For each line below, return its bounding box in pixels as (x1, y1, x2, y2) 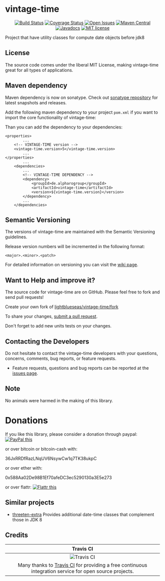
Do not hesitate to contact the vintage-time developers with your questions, (5, 351, 158, 356)
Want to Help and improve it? (5, 276, 95, 284)
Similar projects (5, 498, 55, 507)
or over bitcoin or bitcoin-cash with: (5, 446, 78, 452)
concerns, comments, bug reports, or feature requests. (5, 355, 116, 361)
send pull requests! (5, 294, 44, 300)
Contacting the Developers (5, 337, 89, 346)
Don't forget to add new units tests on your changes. (5, 323, 112, 329)
